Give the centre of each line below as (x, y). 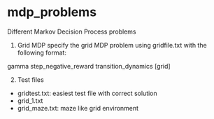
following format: (42, 52)
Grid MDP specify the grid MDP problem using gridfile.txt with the (112, 45)
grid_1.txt (30, 100)
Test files (30, 79)
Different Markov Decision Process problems (72, 31)
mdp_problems (52, 12)
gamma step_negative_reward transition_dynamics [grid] (89, 66)
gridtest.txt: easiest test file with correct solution (87, 93)
